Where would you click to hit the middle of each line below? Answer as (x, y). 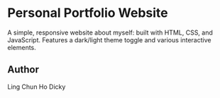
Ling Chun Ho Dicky (37, 87)
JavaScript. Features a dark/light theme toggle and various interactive (109, 39)
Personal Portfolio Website (88, 13)
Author (23, 69)
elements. (22, 47)
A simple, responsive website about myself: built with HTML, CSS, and (110, 32)
